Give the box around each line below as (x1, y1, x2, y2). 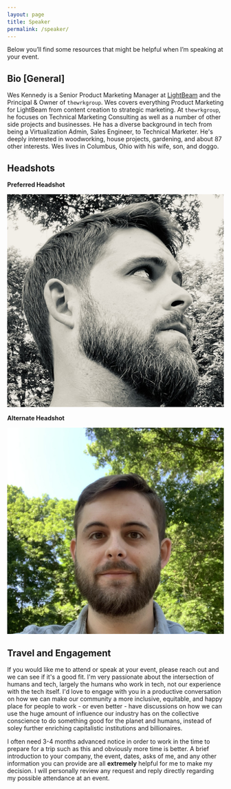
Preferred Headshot (7, 181, 65, 189)
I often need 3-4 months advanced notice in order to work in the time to (7, 737, 210, 746)
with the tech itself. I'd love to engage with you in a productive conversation (7, 688, 221, 696)
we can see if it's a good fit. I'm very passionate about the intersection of (7, 673, 214, 682)
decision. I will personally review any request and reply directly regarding (7, 767, 214, 775)
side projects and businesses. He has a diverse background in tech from (7, 121, 212, 129)
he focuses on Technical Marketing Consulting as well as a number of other (7, 113, 221, 121)
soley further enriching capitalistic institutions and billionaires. (7, 724, 183, 732)
